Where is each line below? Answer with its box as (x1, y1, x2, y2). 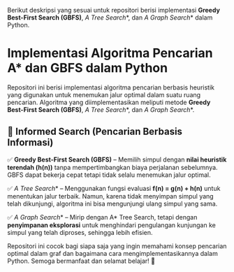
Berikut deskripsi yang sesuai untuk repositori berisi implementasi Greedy (7, 6, 220, 14)
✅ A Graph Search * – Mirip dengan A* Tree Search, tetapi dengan (7, 213, 198, 221)
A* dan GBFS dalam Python (7, 60, 168, 76)
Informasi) (7, 136, 54, 149)
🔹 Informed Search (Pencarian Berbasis (7, 126, 183, 138)
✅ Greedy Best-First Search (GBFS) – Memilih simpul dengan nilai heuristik (7, 155, 227, 164)
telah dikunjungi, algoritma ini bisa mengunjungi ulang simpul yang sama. (7, 199, 218, 208)
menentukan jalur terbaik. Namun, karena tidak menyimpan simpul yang (7, 192, 214, 200)
